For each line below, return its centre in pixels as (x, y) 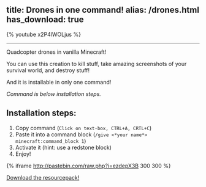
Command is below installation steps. (54, 94)
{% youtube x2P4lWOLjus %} (44, 34)
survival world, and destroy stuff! (48, 70)
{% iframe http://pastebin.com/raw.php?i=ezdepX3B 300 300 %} (89, 166)
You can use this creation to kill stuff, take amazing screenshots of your (97, 64)
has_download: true (45, 20)
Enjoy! (23, 154)
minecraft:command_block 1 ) (51, 141)
